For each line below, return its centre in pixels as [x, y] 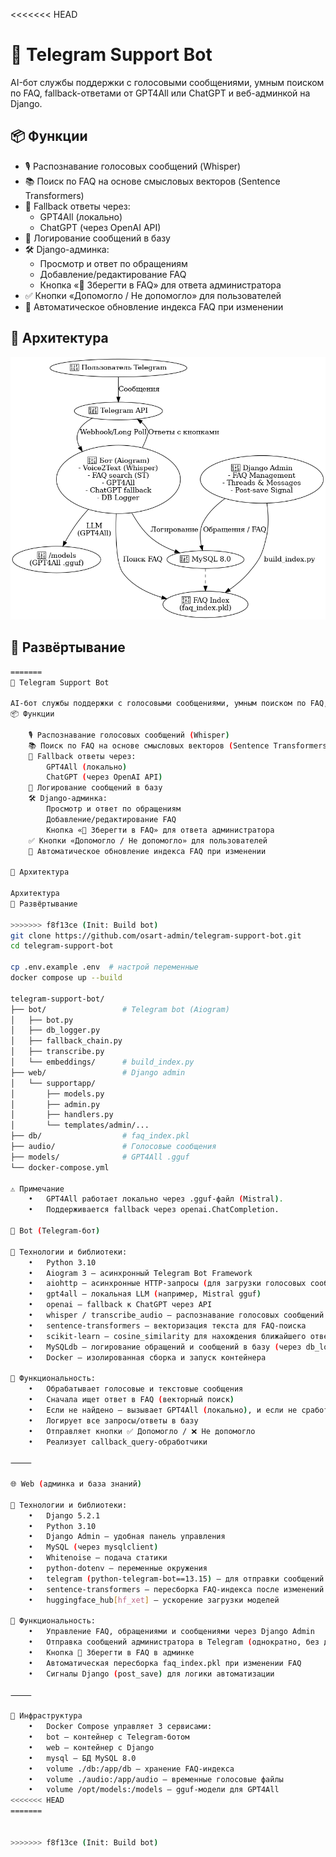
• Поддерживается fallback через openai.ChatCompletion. [154, 1210]
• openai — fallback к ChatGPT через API [120, 1305]
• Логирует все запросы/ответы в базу [113, 1420]
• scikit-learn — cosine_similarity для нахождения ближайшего [167, 1336]
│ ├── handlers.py [62, 1115]
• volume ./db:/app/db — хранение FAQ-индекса [131, 1769]
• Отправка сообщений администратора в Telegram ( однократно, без [174, 1642]
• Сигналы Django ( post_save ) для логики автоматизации [151, 1674]
